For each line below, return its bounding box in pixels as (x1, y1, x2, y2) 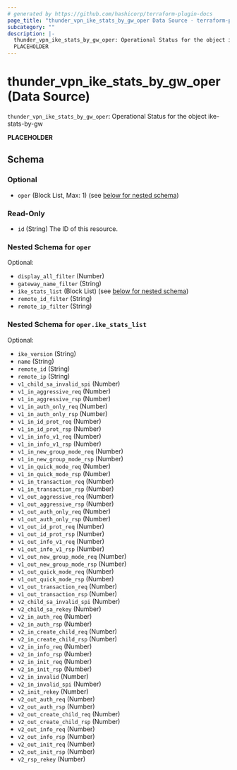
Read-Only (7, 208, 46, 218)
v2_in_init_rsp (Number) (17, 665, 92, 673)
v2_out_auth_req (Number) (17, 694, 95, 703)
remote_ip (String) (17, 372, 71, 380)
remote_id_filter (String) (17, 295, 92, 303)
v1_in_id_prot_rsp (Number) (17, 425, 102, 433)
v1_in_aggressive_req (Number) (17, 386, 111, 396)
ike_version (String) (17, 349, 76, 357)
